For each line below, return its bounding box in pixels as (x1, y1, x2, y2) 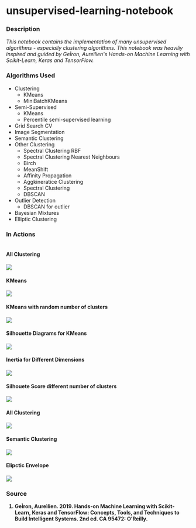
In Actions (6, 230, 36, 238)
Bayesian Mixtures (14, 209, 60, 216)
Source (6, 489, 27, 498)
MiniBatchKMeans (23, 97, 67, 104)
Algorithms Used (6, 71, 56, 80)
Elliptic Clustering (14, 215, 57, 222)
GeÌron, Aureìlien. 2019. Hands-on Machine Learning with (14, 503, 157, 510)
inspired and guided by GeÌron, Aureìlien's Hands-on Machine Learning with (6, 51, 190, 58)
